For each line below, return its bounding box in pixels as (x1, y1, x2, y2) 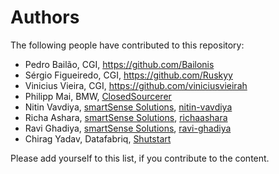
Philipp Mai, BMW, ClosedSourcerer (24, 90, 172, 102)
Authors (10, 6, 80, 29)
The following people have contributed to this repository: (10, 39, 245, 51)
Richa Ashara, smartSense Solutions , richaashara (24, 111, 228, 123)
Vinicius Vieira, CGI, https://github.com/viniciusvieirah (24, 79, 248, 91)
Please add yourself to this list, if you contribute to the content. (10, 152, 270, 164)
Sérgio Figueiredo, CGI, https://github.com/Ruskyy (24, 69, 233, 81)
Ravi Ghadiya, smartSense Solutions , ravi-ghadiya (24, 122, 232, 134)
